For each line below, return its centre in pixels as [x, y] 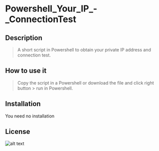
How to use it [26, 71]
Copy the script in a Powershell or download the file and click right [85, 82]
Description [24, 38]
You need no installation [30, 116]
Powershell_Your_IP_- [51, 9]
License [18, 132]
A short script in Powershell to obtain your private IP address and [84, 50]
